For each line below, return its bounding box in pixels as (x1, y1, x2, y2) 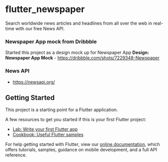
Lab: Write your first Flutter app (12, 126, 78, 132)
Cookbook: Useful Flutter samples (12, 132, 84, 138)
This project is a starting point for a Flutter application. (5, 107, 118, 113)
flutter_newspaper (5, 4, 85, 15)
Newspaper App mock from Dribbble (5, 38, 97, 45)
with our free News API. (15, 25, 65, 31)
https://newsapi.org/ (12, 79, 55, 85)
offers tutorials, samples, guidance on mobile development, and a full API (5, 147, 157, 153)
